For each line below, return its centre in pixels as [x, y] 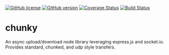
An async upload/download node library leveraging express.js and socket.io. [85, 41]
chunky [21, 28]
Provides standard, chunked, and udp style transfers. [61, 47]
